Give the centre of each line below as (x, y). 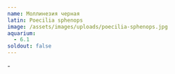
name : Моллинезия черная (44, 14)
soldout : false (30, 46)
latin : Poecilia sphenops (45, 20)
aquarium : (22, 33)
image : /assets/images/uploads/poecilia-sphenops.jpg (88, 27)
